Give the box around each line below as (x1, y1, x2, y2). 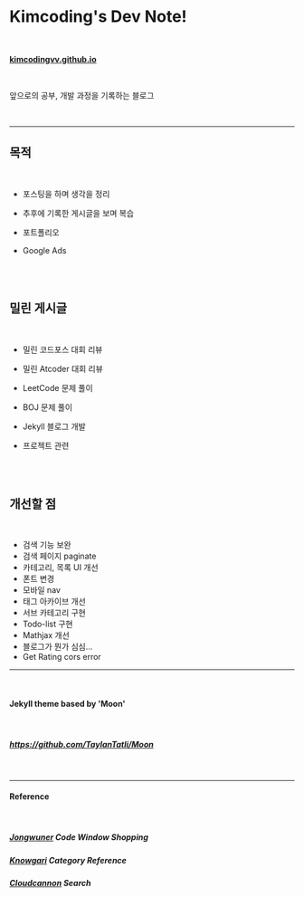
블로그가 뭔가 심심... (22, 641, 93, 653)
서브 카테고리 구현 (22, 607, 86, 618)
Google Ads (22, 244, 67, 255)
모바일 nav (22, 585, 62, 596)
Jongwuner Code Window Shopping (9, 832, 149, 843)
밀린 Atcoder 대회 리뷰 (22, 363, 104, 374)
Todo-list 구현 (22, 618, 73, 630)
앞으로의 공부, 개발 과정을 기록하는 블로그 (9, 90, 155, 100)
